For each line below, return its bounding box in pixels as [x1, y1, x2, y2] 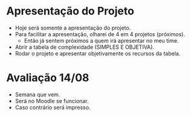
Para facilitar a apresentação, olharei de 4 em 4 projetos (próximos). [15, 30, 186, 37]
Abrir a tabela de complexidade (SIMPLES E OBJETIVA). [15, 43, 155, 51]
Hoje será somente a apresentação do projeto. [15, 24, 131, 31]
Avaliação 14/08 [6, 71, 89, 85]
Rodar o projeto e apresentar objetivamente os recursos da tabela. [15, 49, 181, 57]
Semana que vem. [15, 90, 60, 98]
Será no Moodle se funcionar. [15, 97, 89, 104]
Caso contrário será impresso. [15, 104, 91, 111]
